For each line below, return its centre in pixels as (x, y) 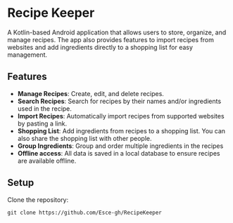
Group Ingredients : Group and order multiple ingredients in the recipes (120, 146)
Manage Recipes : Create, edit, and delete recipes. (90, 93)
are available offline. (47, 161)
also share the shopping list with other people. (85, 138)
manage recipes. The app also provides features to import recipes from (111, 39)
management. (27, 55)
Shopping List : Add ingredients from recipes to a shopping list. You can (121, 130)
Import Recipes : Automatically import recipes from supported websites (121, 116)
